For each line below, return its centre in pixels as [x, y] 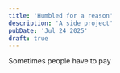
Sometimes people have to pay [60, 61]
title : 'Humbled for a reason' [61, 16]
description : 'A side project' [61, 23]
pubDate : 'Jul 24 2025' [48, 30]
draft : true [28, 38]
